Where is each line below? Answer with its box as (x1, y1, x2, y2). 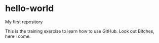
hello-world (5, 3, 54, 14)
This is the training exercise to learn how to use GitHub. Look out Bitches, (5, 28, 155, 34)
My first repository (5, 19, 43, 25)
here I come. (5, 33, 31, 39)
